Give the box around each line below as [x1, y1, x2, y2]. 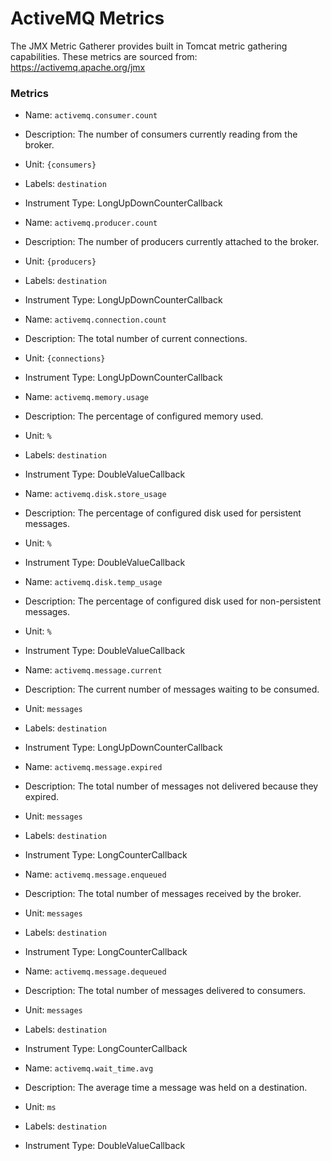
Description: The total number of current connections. [24, 333, 248, 345]
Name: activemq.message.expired [24, 761, 163, 773]
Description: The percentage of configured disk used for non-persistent [24, 595, 322, 607]
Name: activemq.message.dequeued [24, 965, 167, 977]
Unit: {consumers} [24, 158, 97, 171]
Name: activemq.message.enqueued [24, 868, 167, 881]
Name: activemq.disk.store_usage [24, 488, 167, 500]
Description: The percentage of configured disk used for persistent [24, 507, 302, 519]
